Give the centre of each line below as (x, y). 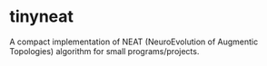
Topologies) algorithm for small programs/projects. (104, 51)
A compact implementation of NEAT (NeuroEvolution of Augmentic (134, 42)
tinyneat (42, 17)
